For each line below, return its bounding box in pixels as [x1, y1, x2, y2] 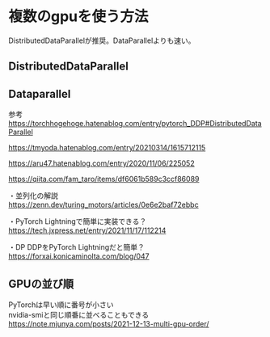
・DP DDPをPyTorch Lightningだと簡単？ [8, 242, 146, 252]
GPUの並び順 [8, 276, 74, 291]
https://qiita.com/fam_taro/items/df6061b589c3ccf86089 [8, 175, 200, 184]
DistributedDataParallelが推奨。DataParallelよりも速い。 [8, 36, 196, 45]
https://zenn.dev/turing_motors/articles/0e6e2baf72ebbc [8, 200, 200, 210]
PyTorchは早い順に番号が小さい [8, 300, 114, 310]
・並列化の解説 [8, 191, 58, 200]
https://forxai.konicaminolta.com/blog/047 [8, 251, 150, 261]
